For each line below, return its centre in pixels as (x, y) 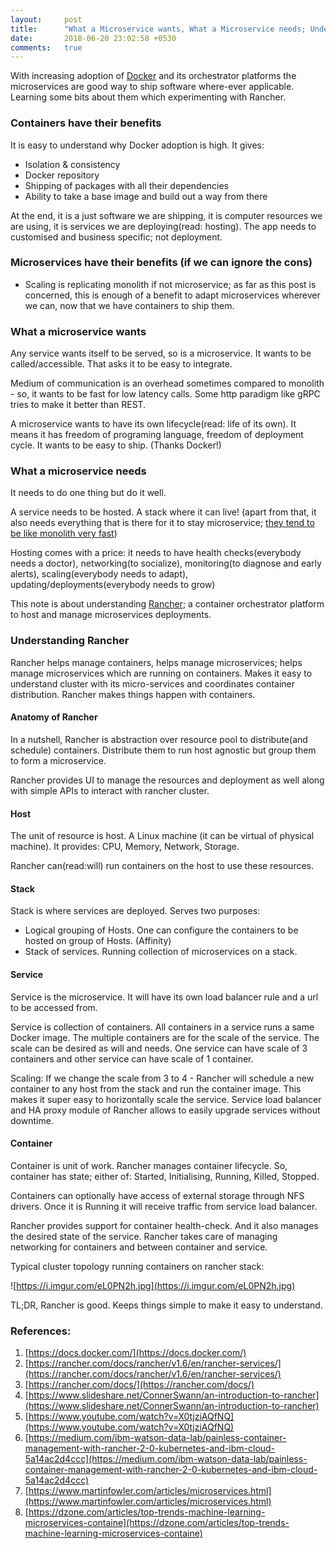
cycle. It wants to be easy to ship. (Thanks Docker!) (116, 445)
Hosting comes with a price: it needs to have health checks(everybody (156, 553)
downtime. (32, 1120)
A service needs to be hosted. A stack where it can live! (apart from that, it (163, 512)
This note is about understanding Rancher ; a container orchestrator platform (167, 604)
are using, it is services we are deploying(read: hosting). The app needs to (163, 226)
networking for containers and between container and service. (139, 1247)
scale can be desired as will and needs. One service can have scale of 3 (159, 1048)
